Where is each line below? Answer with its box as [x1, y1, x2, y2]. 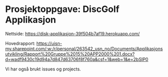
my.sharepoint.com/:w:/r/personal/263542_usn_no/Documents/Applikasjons [5, 45, 163, 51]
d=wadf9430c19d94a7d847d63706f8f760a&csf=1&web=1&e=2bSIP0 [5, 56, 149, 62]
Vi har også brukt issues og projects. [5, 66, 81, 72]
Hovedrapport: [5, 40, 36, 46]
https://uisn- [36, 40, 62, 46]
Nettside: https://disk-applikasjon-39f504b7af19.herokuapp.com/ [5, 30, 140, 36]
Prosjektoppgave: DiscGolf [5, 3, 119, 15]
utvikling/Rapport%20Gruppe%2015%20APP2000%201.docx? [5, 51, 135, 57]
